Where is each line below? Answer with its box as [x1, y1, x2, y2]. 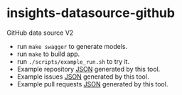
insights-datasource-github [6, 5, 176, 21]
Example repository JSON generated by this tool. [16, 65, 161, 73]
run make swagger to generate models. [16, 42, 128, 50]
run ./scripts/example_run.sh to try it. [16, 57, 129, 65]
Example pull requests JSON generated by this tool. [16, 79, 168, 88]
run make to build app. [16, 50, 80, 58]
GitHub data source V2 [6, 28, 74, 37]
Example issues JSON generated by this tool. [16, 72, 149, 81]
